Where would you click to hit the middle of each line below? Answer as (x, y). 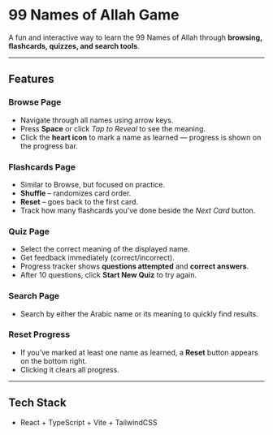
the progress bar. (49, 146)
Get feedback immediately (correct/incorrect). (97, 258)
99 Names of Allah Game (94, 15)
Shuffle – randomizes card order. (76, 193)
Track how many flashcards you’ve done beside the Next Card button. (138, 210)
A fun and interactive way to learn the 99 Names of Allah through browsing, (135, 37)
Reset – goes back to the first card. (79, 201)
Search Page (34, 296)
